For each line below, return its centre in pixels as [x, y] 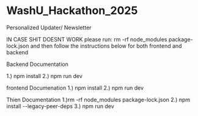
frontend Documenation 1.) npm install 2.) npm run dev [75, 88]
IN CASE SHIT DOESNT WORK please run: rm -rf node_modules [87, 39]
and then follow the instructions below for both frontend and [106, 46]
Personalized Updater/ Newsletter [49, 27]
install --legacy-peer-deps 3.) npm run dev [60, 106]
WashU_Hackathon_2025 [72, 11]
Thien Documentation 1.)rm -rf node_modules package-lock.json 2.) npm [98, 100]
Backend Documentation [37, 64]
